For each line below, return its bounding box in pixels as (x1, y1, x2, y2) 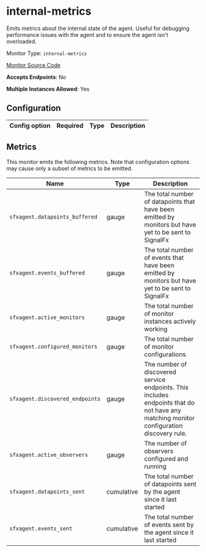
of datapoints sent (143, 480, 197, 488)
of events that (143, 253, 184, 262)
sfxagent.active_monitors (9, 314, 85, 321)
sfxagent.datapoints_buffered (9, 213, 98, 220)
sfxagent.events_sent (9, 525, 72, 532)
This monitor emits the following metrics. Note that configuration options (6, 158, 190, 165)
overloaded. (6, 37, 37, 45)
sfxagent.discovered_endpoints (9, 395, 101, 402)
